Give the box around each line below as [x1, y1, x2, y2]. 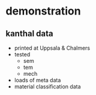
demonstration [5, 4, 82, 18]
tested [14, 51, 31, 58]
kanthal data [5, 28, 53, 39]
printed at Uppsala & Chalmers [14, 44, 91, 51]
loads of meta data [14, 77, 61, 84]
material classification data [14, 83, 82, 90]
